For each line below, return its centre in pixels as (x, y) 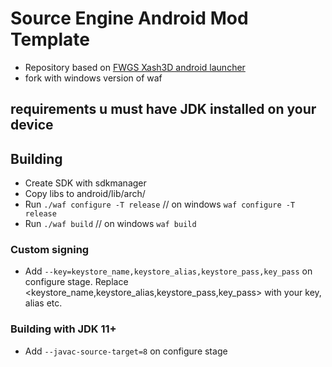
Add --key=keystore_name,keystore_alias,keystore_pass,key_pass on (168, 271)
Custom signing (50, 250)
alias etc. (43, 303)
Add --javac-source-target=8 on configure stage (126, 351)
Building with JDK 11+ (63, 329)
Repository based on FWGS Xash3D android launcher (135, 67)
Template (50, 39)
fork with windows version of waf (93, 78)
